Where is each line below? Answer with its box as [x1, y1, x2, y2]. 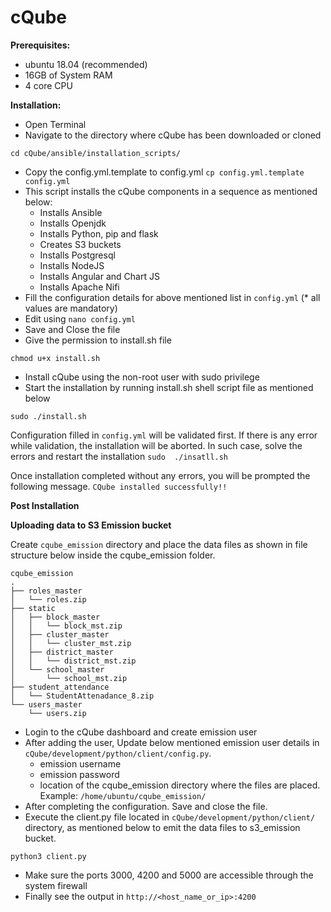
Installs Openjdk [39, 217, 107, 229]
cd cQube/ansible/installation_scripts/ [10, 148, 182, 158]
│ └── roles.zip [10, 594, 87, 605]
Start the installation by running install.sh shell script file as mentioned [24, 381, 314, 393]
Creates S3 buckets [39, 238, 122, 250]
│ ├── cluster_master [10, 629, 110, 640]
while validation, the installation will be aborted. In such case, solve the [10, 439, 303, 451]
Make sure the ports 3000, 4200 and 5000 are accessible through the [24, 869, 314, 881]
